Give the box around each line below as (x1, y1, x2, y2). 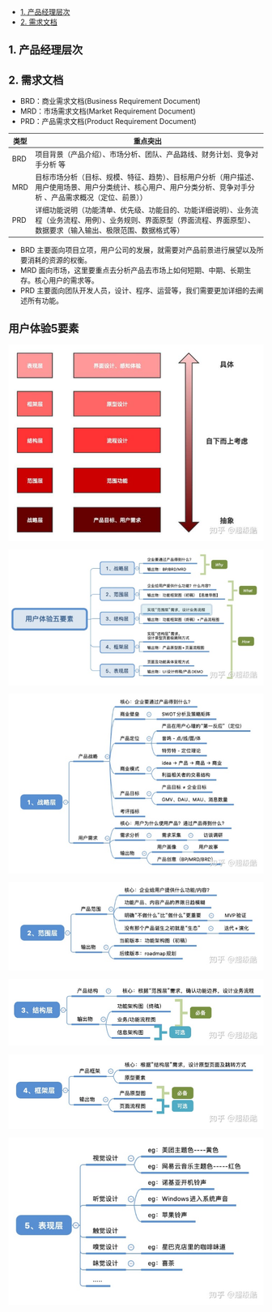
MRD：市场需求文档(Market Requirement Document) (19, 106, 196, 116)
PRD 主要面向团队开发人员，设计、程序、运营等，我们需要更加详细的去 (19, 285, 257, 295)
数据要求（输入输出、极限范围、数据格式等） (35, 225, 185, 235)
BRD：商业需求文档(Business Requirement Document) (19, 96, 201, 106)
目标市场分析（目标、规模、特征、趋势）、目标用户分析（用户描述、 (35, 173, 259, 182)
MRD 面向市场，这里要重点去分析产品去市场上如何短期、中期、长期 (19, 265, 244, 275)
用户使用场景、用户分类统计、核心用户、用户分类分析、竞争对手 (35, 182, 249, 192)
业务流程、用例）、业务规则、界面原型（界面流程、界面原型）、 (49, 216, 255, 225)
